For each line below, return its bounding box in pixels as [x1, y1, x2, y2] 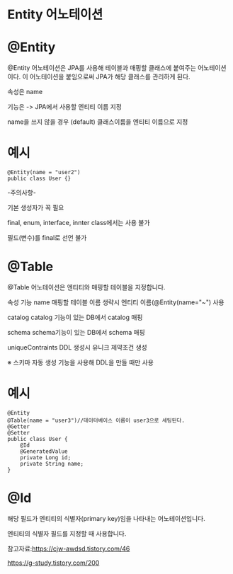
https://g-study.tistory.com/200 [7, 558, 100, 567]
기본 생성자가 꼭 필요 [7, 203, 64, 212]
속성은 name [7, 88, 43, 96]
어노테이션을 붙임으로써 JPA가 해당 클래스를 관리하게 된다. [29, 72, 191, 81]
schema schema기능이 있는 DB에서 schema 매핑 [7, 328, 145, 336]
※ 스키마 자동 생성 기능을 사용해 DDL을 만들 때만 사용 [7, 358, 154, 367]
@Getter [7, 423, 30, 430]
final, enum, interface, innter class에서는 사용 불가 [7, 219, 150, 227]
